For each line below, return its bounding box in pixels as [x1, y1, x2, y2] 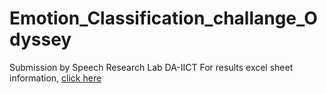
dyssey [9, 28, 72, 51]
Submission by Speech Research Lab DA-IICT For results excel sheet [9, 61, 294, 73]
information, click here [9, 72, 102, 84]
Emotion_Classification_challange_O [9, 7, 318, 30]
